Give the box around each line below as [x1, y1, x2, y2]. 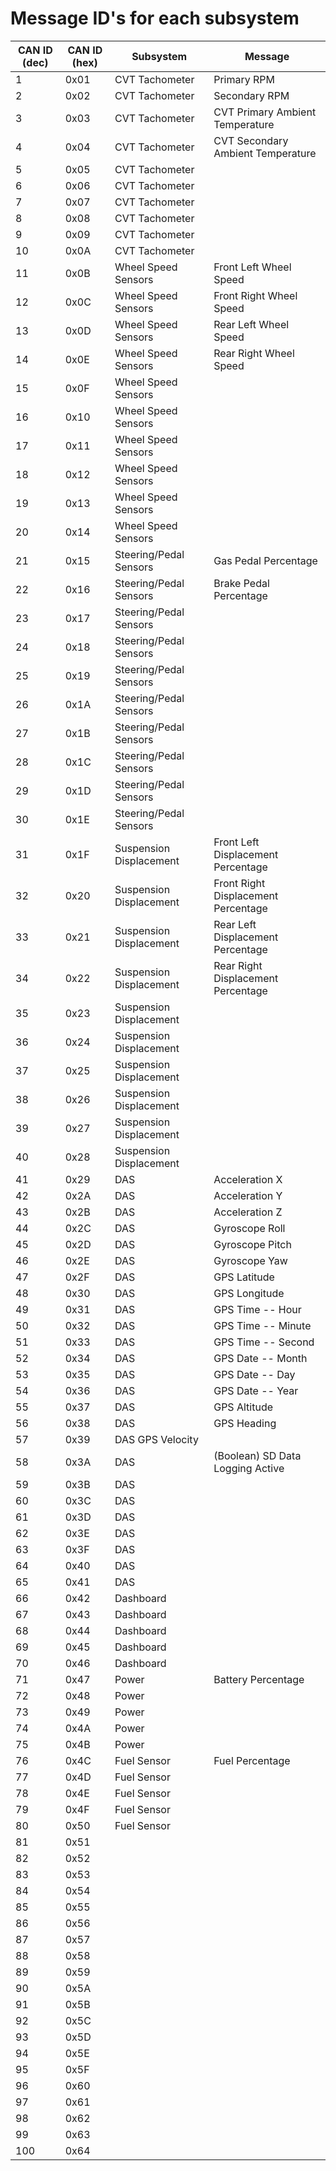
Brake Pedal [213, 576, 270, 590]
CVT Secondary [213, 133, 289, 147]
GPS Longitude [213, 1286, 285, 1300]
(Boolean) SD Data [213, 1448, 302, 1462]
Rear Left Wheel [213, 317, 290, 331]
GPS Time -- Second [213, 1335, 315, 1349]
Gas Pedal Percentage [213, 553, 318, 567]
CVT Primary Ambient [213, 105, 317, 119]
